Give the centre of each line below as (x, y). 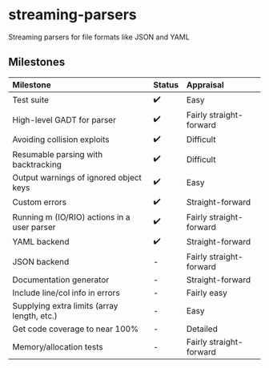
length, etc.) (35, 316)
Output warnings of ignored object (77, 177)
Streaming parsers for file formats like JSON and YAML (99, 37)
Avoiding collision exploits (61, 140)
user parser (34, 227)
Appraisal (205, 84)
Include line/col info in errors (66, 293)
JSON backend (41, 261)
